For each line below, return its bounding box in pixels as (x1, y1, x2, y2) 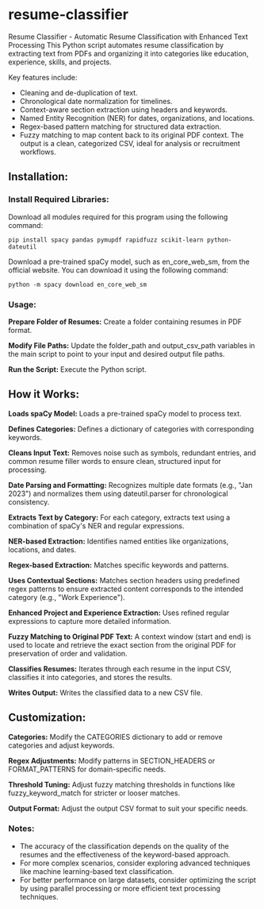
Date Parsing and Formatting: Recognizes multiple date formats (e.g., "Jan (8, 480, 253, 489)
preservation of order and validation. (8, 648, 128, 658)
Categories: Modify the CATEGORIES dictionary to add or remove (8, 732, 224, 741)
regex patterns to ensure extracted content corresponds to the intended (8, 584, 243, 594)
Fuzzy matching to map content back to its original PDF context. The (19, 130, 244, 140)
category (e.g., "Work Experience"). (8, 592, 125, 601)
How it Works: (8, 388, 79, 401)
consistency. (8, 497, 50, 506)
